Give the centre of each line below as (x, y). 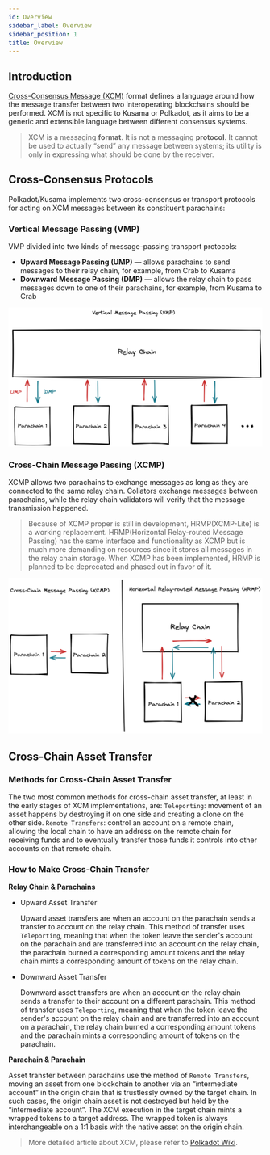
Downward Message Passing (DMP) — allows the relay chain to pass (136, 280)
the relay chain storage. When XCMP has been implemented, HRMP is (144, 559)
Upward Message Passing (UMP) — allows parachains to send (125, 262)
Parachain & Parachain (47, 1060)
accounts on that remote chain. (60, 848)
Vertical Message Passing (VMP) (74, 229)
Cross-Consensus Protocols (81, 180)
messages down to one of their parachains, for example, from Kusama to (141, 288)
